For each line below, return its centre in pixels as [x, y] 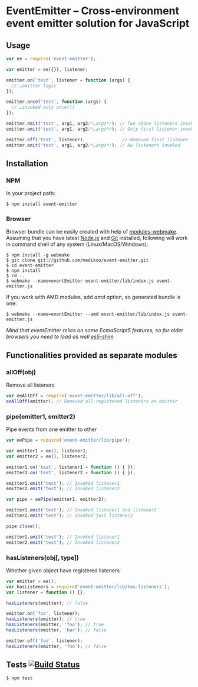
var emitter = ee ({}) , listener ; [47, 69]
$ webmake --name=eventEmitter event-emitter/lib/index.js [80, 281]
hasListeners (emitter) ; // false [47, 603]
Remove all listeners [30, 385]
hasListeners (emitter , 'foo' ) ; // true [55, 625]
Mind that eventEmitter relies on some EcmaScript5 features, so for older [95, 330]
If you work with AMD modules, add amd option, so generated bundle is [93, 297]
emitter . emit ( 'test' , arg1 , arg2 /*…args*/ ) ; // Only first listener [92, 129]
